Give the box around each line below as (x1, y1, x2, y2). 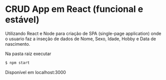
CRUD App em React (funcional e (5, 3, 144, 15)
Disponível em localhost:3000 (5, 69, 66, 75)
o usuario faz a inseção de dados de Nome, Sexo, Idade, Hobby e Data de (5, 36, 156, 42)
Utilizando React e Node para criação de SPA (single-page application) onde (5, 30, 162, 36)
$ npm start (5, 60, 30, 65)
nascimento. (5, 41, 31, 47)
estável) (5, 14, 40, 25)
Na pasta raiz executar (5, 51, 52, 57)
